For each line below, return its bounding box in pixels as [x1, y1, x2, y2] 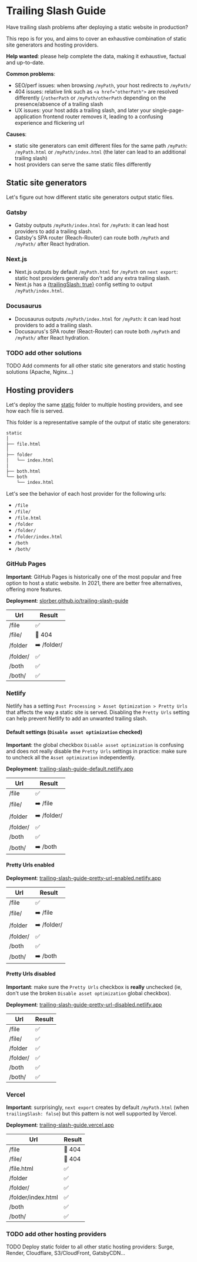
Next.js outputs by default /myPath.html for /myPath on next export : [14, 268, 178, 275]
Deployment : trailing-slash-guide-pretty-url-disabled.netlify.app [6, 1001, 162, 1008]
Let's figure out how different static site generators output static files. [6, 193, 175, 201]
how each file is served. [6, 407, 64, 414]
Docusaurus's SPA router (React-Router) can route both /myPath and [14, 328, 181, 335]
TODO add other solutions [6, 348, 82, 357]
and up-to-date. [6, 59, 45, 66]
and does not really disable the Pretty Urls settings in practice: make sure [6, 748, 187, 755]
